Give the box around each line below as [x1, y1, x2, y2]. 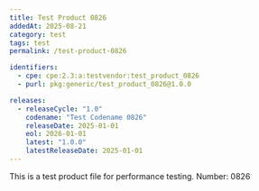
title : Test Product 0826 [9, 13, 106, 23]
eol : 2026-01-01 [25, 130, 88, 139]
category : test [9, 30, 67, 39]
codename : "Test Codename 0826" [25, 113, 147, 122]
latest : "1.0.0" [25, 138, 88, 147]
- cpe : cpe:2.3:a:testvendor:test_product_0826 [17, 71, 200, 81]
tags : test [9, 38, 51, 48]
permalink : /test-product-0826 [9, 47, 127, 56]
